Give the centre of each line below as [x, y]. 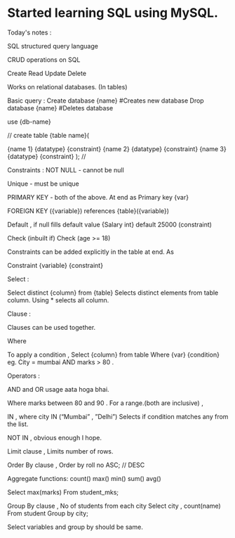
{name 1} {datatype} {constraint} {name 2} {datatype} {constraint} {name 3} [117, 148]
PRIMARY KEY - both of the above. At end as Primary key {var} [98, 197]
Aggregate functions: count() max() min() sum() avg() [84, 478]
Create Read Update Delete [47, 73]
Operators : [24, 376]
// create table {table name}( [48, 135]
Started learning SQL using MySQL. [113, 13]
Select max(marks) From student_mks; [63, 492]
